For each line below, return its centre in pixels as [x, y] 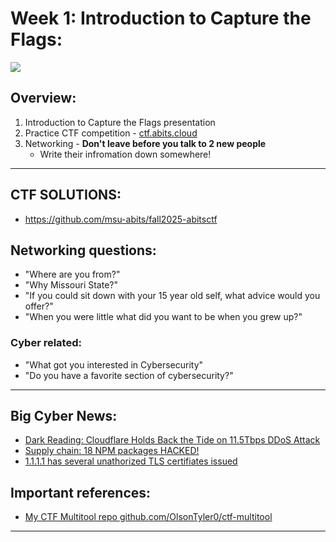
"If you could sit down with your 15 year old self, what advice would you [172, 296]
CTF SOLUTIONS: [66, 195]
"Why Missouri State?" [71, 285]
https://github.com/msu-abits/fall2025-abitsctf [121, 219]
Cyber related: [46, 343]
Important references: [81, 492]
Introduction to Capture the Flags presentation [120, 122]
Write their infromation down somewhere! [125, 154]
